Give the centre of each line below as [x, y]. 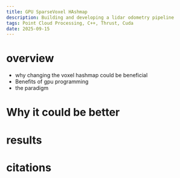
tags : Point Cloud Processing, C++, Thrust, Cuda [70, 23]
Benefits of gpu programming [52, 81]
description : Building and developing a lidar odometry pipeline [90, 17]
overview [30, 59]
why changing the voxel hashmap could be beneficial [81, 75]
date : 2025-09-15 [28, 29]
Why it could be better [63, 113]
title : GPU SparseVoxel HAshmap [47, 12]
